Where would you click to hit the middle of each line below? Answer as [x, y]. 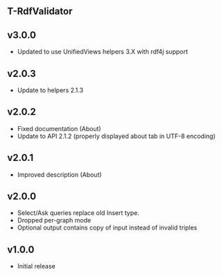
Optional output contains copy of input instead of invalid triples [107, 227]
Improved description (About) [59, 174]
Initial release [36, 266]
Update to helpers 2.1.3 [50, 90]
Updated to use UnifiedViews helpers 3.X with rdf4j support [103, 52]
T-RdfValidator [40, 11]
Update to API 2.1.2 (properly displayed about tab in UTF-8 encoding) [116, 136]
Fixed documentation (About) [59, 128]
